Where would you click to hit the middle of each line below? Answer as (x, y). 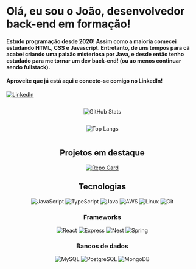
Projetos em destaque (102, 153)
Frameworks (102, 217)
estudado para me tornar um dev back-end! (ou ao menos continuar (94, 60)
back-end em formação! (68, 24)
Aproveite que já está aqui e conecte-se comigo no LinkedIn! (85, 81)
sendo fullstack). (28, 67)
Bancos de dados (102, 246)
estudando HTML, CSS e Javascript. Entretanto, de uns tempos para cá (98, 47)
